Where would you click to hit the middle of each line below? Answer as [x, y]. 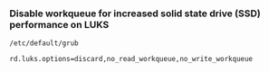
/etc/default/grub [44, 43]
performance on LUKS [59, 24]
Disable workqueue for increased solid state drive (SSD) [135, 13]
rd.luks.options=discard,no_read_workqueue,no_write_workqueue [131, 59]
